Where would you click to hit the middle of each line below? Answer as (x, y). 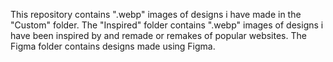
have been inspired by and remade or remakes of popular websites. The (158, 35)
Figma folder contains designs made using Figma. (113, 46)
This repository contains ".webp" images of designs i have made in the (156, 14)
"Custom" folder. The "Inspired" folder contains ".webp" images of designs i (167, 25)
